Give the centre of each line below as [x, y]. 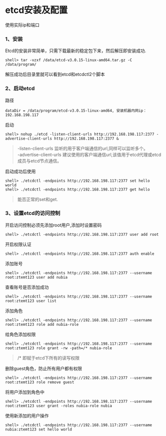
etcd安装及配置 [37, 10]
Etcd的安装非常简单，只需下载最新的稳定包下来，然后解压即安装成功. [76, 51]
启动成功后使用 [20, 171]
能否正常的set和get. [38, 199]
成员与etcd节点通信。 [39, 161]
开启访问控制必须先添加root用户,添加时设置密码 [53, 225]
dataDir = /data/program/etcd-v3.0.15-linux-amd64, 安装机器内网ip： [76, 110]
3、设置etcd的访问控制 [33, 213]
